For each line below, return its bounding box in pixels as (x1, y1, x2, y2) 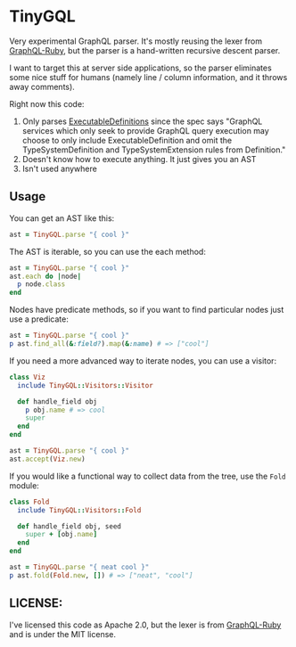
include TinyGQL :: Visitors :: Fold (17, 505, 142, 514)
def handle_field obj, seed (17, 521, 122, 531)
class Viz (9, 373, 46, 381)
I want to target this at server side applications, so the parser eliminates (9, 62, 272, 73)
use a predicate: (9, 314, 69, 324)
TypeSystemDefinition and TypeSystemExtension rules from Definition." (21, 144, 286, 155)
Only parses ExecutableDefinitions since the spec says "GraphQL (21, 116, 263, 127)
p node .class (17, 280, 66, 289)
